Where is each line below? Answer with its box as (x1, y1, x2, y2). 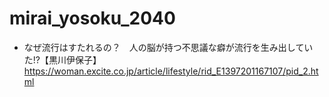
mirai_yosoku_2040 (9, 7, 176, 30)
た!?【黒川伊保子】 (23, 53, 102, 66)
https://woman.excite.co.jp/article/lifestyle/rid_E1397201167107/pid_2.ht (23, 65, 319, 77)
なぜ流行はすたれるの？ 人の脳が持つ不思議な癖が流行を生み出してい (23, 41, 314, 53)
